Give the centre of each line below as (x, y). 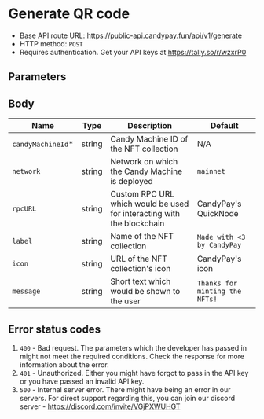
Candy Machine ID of (149, 139)
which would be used (149, 204)
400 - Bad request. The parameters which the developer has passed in (133, 347)
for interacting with (145, 214)
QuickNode (218, 214)
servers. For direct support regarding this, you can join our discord (127, 398)
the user (125, 301)
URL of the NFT (138, 259)
